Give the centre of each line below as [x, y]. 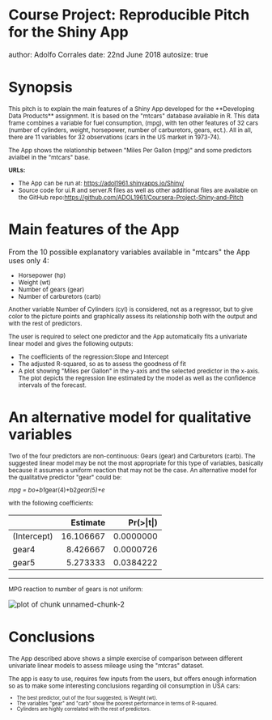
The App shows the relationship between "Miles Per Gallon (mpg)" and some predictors [130, 150]
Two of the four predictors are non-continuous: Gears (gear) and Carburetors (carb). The [132, 456]
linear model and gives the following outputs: [71, 344]
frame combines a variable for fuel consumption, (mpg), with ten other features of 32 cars [134, 123]
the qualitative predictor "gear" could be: [65, 477]
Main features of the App [94, 230]
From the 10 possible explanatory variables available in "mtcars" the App [130, 252]
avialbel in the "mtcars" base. [49, 157]
